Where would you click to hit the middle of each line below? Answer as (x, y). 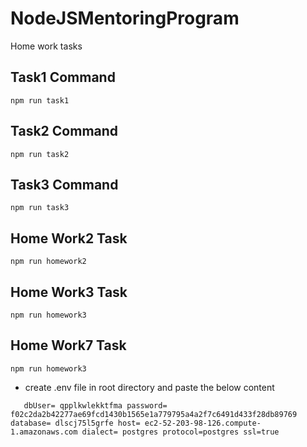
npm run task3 (40, 208)
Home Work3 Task (69, 292)
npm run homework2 (48, 262)
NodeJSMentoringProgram (125, 18)
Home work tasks (46, 46)
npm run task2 (40, 154)
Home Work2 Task (69, 238)
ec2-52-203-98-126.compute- (203, 423)
